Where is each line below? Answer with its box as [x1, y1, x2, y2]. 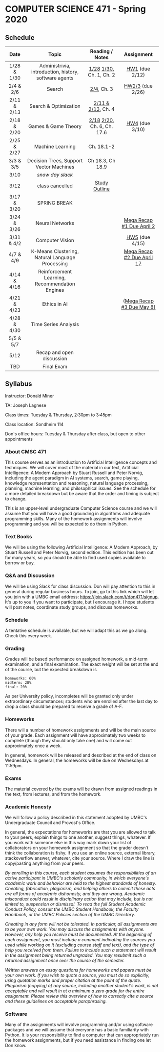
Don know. [5, 1043, 27, 1049]
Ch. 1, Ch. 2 [87, 72, 116, 78]
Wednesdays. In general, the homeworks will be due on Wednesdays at [5, 757, 149, 763]
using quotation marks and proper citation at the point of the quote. [5, 977, 142, 983]
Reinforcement [38, 268, 72, 275]
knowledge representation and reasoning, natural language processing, [5, 480, 149, 486]
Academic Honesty [5, 803, 52, 810]
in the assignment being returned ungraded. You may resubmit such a [5, 952, 146, 958]
